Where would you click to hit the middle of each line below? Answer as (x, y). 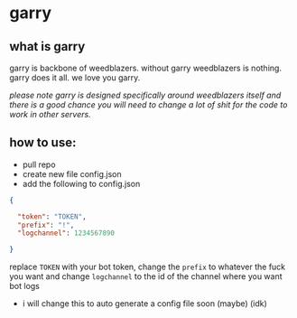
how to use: (43, 143)
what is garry (47, 47)
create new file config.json (72, 173)
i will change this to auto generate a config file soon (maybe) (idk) (145, 304)
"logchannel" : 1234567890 (66, 233)
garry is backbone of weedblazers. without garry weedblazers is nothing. (146, 68)
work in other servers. (51, 114)
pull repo (39, 164)
